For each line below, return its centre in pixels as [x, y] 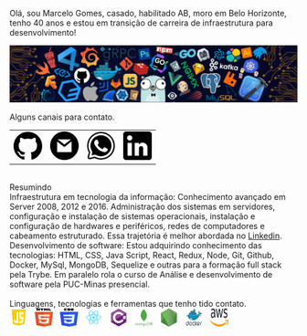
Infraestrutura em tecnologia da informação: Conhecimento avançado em [148, 196]
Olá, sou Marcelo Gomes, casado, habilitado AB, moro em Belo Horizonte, [148, 13]
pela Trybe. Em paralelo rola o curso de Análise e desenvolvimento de [141, 274]
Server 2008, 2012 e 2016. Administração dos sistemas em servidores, [143, 206]
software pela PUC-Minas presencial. [80, 284]
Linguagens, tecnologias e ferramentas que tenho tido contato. [128, 303]
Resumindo [31, 187]
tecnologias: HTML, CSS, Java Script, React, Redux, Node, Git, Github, [142, 255]
